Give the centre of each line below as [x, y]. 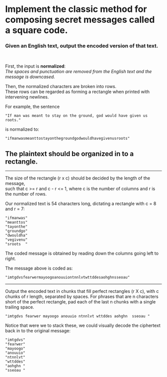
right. [11, 259]
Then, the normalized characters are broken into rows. [61, 87]
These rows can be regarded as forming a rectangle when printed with [78, 92]
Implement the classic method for [76, 9]
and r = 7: [15, 209]
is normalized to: [22, 129]
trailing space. [20, 307]
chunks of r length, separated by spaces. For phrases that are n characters [82, 296]
